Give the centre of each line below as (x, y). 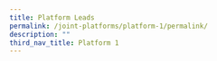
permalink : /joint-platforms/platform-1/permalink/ (108, 26)
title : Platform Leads (52, 17)
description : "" (40, 34)
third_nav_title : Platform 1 (64, 43)
